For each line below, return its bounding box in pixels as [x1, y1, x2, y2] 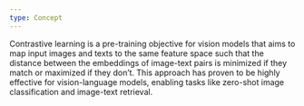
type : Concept [9, 13, 64, 23]
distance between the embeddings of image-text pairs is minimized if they [9, 57, 288, 68]
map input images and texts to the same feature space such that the [9, 47, 265, 59]
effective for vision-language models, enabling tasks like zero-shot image [9, 76, 284, 87]
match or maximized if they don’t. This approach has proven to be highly [9, 67, 280, 78]
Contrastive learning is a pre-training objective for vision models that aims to [9, 38, 296, 49]
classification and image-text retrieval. [9, 86, 153, 97]
